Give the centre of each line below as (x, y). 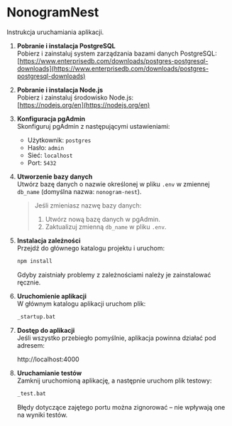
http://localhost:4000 (48, 359)
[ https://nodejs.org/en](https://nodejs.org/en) (83, 105)
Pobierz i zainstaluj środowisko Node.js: (75, 97)
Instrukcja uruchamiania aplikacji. (55, 32)
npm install (34, 261)
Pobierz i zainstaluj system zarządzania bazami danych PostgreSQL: (117, 53)
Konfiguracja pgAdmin (51, 119)
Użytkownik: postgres (59, 140)
